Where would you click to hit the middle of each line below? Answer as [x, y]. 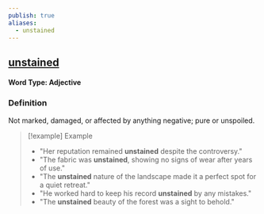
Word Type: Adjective [45, 82]
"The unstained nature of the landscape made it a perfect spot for [147, 176]
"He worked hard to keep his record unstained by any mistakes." [145, 193]
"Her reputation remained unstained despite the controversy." [141, 151]
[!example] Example [60, 136]
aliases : [23, 23]
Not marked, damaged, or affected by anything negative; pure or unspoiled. [132, 120]
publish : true [32, 15]
